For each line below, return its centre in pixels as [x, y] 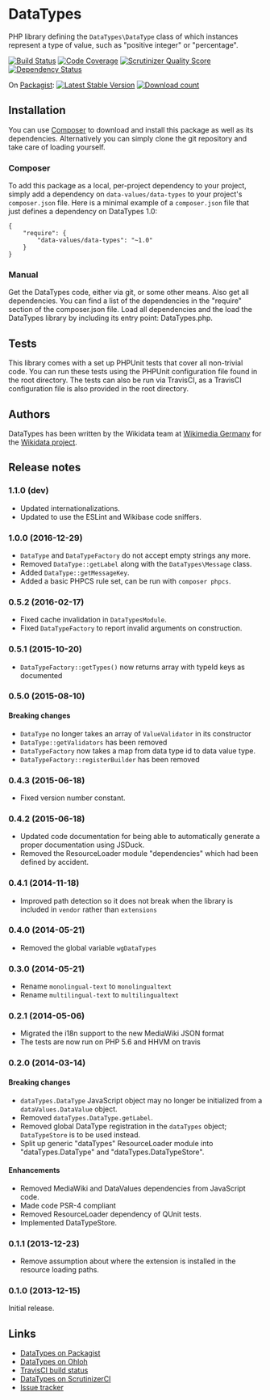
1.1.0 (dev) [29, 491]
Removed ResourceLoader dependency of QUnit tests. [110, 1214]
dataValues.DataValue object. [69, 1109]
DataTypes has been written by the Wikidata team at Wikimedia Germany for [135, 433]
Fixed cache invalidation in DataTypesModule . [93, 620]
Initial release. [31, 1308]
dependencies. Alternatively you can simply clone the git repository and [128, 138]
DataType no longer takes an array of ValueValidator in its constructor [135, 733]
